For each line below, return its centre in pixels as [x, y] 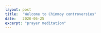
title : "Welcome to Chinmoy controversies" [51, 14]
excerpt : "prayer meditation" [36, 23]
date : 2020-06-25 [25, 18]
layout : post [18, 9]
